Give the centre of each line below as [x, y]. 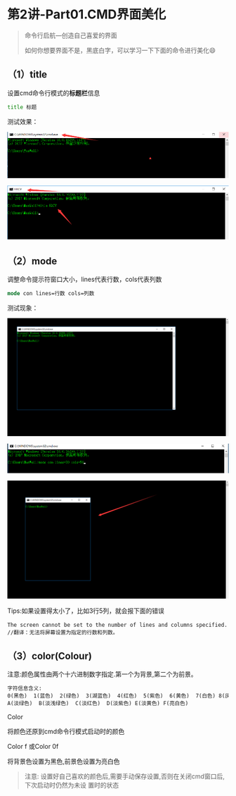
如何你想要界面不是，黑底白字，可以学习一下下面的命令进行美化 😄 [120, 50]
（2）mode [32, 261]
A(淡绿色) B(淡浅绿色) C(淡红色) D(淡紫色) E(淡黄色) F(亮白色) [98, 703]
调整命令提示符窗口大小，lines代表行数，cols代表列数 [85, 280]
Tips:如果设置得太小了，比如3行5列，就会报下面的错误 [86, 611]
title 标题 [22, 107]
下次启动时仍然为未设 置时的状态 [72, 785]
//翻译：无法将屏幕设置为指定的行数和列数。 [63, 632]
